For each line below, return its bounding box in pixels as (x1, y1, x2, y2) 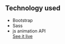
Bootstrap (12, 17, 33, 23)
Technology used (5, 4, 61, 12)
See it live (12, 33, 33, 39)
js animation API (12, 27, 46, 34)
